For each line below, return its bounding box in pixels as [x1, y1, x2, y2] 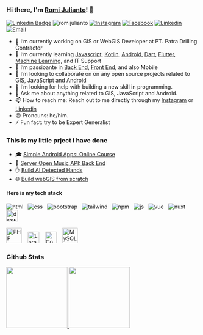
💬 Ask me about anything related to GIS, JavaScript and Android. [15, 90, 178, 97]
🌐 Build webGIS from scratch [15, 175, 88, 182]
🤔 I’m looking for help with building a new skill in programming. [15, 83, 173, 90]
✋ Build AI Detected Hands [15, 166, 83, 174]
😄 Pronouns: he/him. [15, 112, 69, 119]
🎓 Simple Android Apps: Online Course [15, 150, 116, 158]
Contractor [15, 44, 43, 51]
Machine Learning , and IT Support [15, 57, 102, 65]
